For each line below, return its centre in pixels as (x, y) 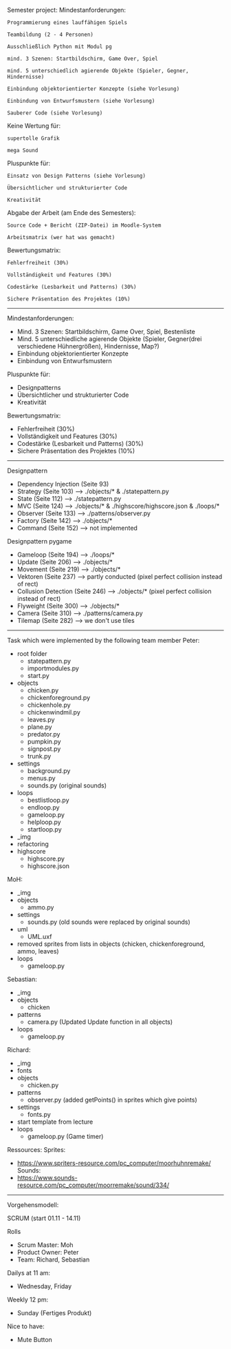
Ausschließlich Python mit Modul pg (59, 47)
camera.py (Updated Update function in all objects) (100, 1022)
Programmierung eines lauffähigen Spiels (67, 23)
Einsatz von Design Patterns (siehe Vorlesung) (77, 176)
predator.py (44, 734)
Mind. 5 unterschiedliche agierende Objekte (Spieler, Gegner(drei (109, 339)
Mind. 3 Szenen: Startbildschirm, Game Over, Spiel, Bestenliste (106, 331)
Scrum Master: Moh (45, 1245)
